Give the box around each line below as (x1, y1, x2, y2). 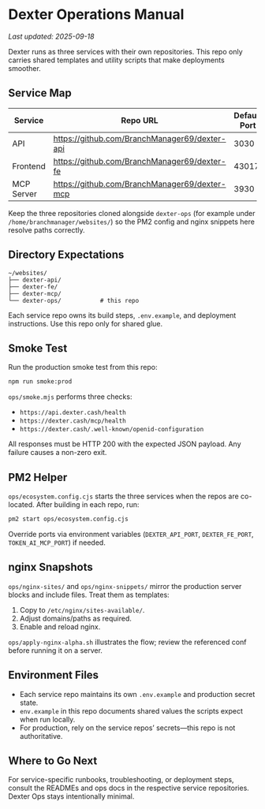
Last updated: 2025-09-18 (8, 32, 95, 41)
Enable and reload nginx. (19, 621, 101, 632)
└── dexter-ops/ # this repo (8, 296, 140, 304)
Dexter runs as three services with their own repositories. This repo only (8, 47, 243, 56)
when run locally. (19, 714, 76, 724)
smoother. (8, 63, 41, 73)
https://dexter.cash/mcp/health (19, 417, 126, 425)
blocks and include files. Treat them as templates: (8, 590, 170, 599)
